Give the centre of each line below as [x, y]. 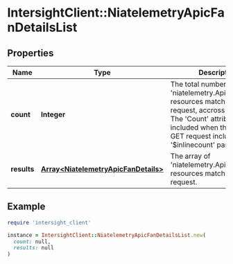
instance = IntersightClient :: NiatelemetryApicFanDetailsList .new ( [107, 235]
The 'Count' [190, 119]
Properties [31, 53]
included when [194, 127]
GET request [191, 136]
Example [26, 207]
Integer [53, 114]
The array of [190, 156]
